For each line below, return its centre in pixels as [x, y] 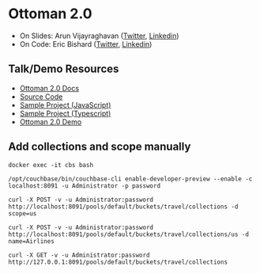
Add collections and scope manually [100, 147]
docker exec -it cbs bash [51, 165]
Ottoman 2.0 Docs [49, 88]
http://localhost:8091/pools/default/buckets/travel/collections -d [123, 207]
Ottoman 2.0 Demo [51, 122]
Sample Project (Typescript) [65, 113]
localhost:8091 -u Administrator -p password [84, 186]
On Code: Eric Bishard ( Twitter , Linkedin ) [86, 44]
